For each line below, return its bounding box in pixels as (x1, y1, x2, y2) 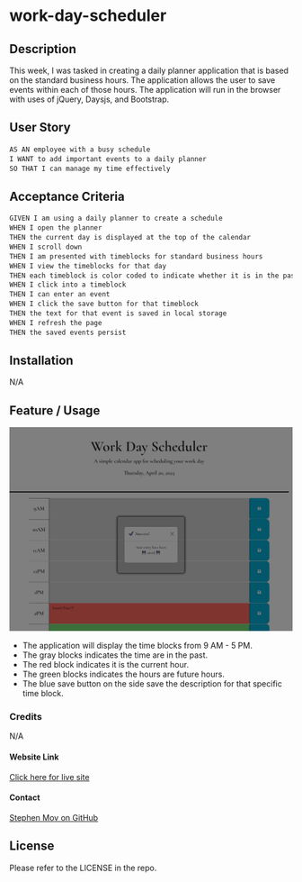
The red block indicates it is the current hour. (22, 659, 190, 669)
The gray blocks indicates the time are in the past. (22, 650, 209, 660)
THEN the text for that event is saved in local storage (9, 309, 227, 318)
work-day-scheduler (9, 5, 167, 26)
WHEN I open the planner (9, 223, 102, 232)
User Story (9, 120, 71, 135)
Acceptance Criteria (9, 188, 125, 204)
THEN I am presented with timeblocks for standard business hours (9, 251, 263, 261)
